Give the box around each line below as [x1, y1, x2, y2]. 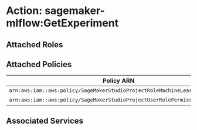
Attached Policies [6, 59, 72, 69]
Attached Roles [6, 40, 63, 50]
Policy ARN [102, 77, 135, 85]
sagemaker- [45, 4, 106, 17]
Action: [6, 4, 43, 17]
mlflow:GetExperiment [6, 16, 119, 30]
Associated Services [6, 115, 84, 126]
